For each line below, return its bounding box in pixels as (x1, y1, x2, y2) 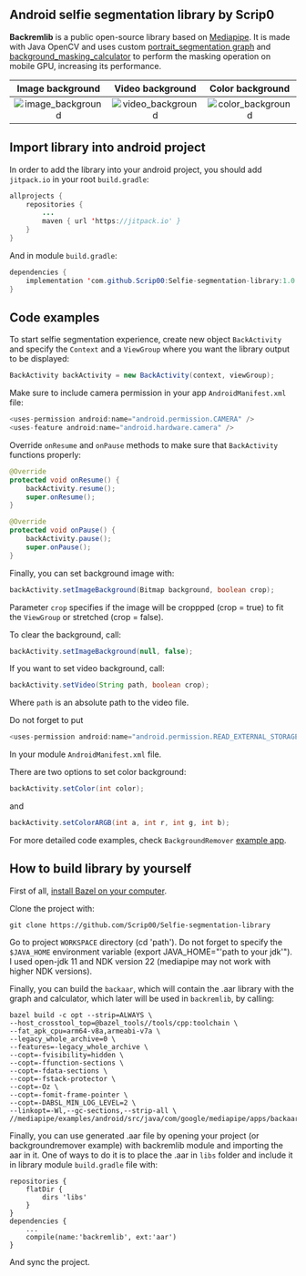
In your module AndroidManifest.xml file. (9, 749, 162, 760)
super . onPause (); (25, 542, 92, 552)
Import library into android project (9, 140, 207, 156)
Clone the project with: (9, 903, 96, 914)
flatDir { (25, 1184, 64, 1194)
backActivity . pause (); (25, 535, 112, 544)
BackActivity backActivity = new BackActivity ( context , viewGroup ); (9, 371, 275, 381)
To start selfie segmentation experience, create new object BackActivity (9, 334, 282, 345)
